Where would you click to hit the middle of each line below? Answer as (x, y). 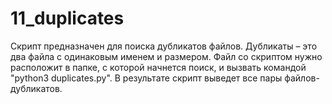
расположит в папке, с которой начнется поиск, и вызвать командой (158, 67)
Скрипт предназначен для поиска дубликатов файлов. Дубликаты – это (164, 46)
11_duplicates (67, 18)
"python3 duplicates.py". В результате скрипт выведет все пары (146, 78)
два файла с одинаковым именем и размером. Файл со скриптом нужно (166, 56)
